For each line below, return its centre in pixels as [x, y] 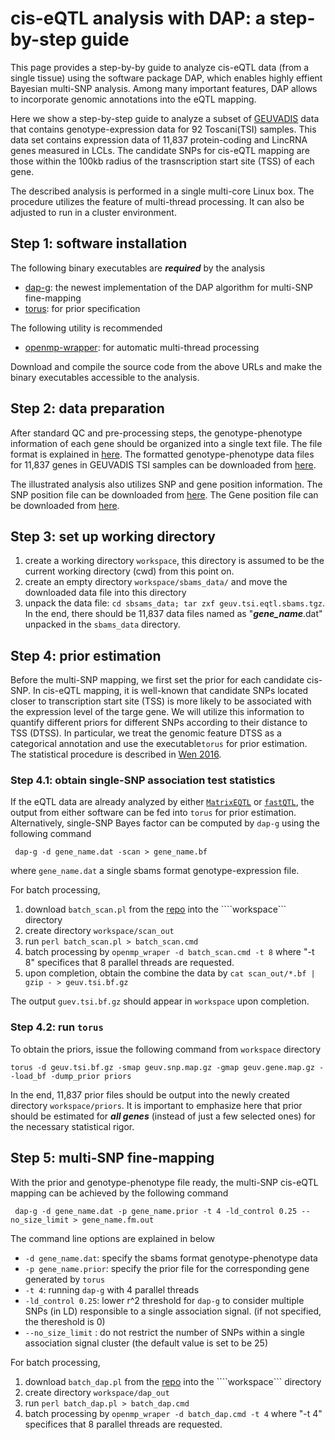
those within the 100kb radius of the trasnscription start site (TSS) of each [162, 161]
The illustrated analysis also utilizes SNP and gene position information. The [166, 484]
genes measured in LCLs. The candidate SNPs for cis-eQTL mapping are [160, 150]
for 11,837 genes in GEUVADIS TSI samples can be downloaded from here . [163, 464]
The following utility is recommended [86, 328]
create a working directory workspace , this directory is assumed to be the [174, 561]
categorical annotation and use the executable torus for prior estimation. [159, 744]
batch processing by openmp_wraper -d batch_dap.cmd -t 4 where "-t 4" [173, 1413]
